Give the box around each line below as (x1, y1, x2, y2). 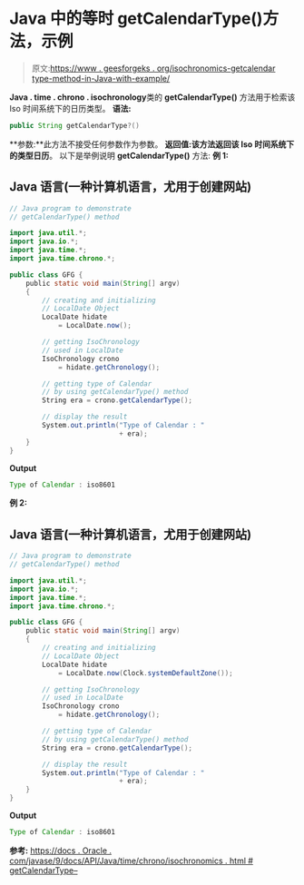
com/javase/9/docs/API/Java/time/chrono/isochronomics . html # (9, 855, 254, 866)
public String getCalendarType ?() (9, 121, 141, 130)
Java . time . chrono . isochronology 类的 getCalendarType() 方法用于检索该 (9, 92, 296, 103)
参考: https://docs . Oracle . (9, 845, 112, 856)
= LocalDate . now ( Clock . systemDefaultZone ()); (57, 668, 233, 677)
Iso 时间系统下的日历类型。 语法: (9, 103, 132, 113)
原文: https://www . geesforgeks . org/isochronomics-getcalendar (31, 63, 276, 74)
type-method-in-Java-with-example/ (31, 73, 171, 84)
